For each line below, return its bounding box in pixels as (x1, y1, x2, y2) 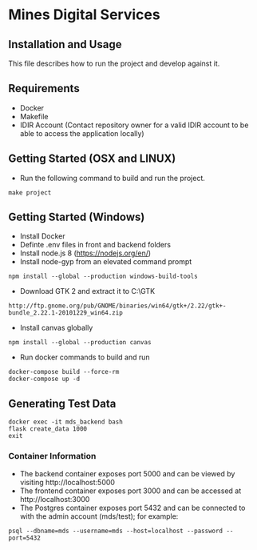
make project (8, 188, 52, 197)
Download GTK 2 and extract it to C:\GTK (19, 287, 156, 296)
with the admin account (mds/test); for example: (19, 511, 179, 521)
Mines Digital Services (8, 6, 161, 24)
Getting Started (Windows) (8, 211, 145, 224)
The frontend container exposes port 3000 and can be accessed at (19, 486, 242, 496)
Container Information (8, 451, 97, 462)
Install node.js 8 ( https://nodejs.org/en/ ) (19, 248, 152, 258)
